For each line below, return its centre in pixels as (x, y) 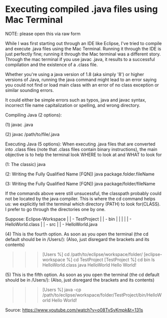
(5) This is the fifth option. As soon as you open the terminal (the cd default (82, 274)
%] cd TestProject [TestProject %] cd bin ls (111, 259)
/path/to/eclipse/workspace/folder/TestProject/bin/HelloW (102, 295)
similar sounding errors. (29, 90)
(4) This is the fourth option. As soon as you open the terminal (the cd (77, 234)
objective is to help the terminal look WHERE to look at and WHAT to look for (83, 154)
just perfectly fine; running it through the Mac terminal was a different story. (83, 54)
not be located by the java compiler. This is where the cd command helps (80, 198)
